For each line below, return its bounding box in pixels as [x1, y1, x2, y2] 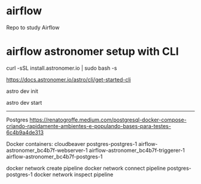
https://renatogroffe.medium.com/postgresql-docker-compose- [29, 116, 187, 123]
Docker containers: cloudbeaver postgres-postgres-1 [6, 140, 138, 147]
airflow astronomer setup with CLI [6, 45, 179, 58]
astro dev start [6, 99, 42, 106]
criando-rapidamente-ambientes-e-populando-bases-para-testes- [6, 122, 172, 129]
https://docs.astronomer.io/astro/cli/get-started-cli [6, 76, 131, 83]
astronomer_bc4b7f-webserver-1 [6, 146, 88, 154]
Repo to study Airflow [6, 24, 60, 31]
